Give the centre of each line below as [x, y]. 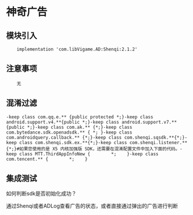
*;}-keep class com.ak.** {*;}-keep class [80, 127]
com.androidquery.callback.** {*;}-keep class [64, 137]
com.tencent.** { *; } [47, 159]
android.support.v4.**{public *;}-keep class [62, 122]
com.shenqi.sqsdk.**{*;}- [156, 137]
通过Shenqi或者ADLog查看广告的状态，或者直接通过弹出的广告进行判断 [92, 206]
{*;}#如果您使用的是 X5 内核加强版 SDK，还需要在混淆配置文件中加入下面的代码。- [94, 149]
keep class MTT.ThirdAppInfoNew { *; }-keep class [82, 154]
